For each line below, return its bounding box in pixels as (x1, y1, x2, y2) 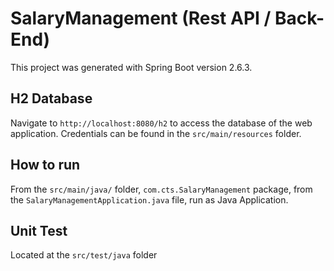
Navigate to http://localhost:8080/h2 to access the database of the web (10, 117, 313, 129)
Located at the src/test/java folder (10, 249, 158, 261)
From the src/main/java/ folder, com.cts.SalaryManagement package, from (10, 183, 313, 195)
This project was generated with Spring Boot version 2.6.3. (10, 61, 253, 73)
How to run (10, 157, 81, 174)
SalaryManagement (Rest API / (10, 7, 272, 30)
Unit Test (10, 222, 68, 239)
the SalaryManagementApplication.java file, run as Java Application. (10, 193, 289, 206)
